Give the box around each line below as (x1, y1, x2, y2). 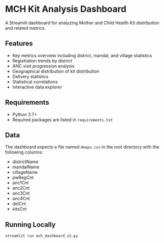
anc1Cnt (12, 180, 29, 186)
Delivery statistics (12, 73, 49, 80)
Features (5, 40, 33, 48)
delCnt (12, 201, 26, 207)
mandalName (12, 164, 39, 170)
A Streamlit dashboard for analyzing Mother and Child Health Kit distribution (5, 20, 160, 26)
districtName (12, 159, 38, 165)
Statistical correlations (12, 79, 58, 84)
